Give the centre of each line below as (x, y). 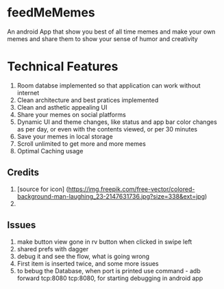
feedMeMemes (51, 13)
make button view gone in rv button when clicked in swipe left (104, 242)
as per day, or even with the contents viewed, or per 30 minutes (107, 129)
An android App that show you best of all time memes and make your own (111, 32)
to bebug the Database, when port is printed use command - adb (109, 271)
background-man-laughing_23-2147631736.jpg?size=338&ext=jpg (111, 196)
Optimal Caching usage (50, 151)
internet (28, 92)
